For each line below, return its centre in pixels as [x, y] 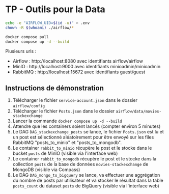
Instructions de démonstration [55, 88]
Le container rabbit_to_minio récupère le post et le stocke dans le [82, 148]
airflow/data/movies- [139, 112]
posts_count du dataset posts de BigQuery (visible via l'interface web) [86, 186]
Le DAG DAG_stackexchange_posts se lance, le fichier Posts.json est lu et [88, 132]
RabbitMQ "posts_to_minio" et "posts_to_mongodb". [67, 143]
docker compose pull [27, 37]
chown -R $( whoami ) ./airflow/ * [39, 27]
